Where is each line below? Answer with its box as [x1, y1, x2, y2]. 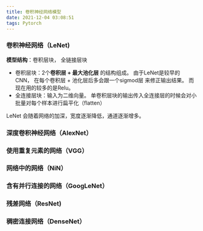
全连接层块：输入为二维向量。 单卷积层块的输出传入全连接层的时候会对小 [14, 91, 197, 99]
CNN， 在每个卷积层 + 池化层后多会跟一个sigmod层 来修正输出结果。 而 [14, 76, 195, 83]
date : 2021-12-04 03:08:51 [6, 15, 74, 21]
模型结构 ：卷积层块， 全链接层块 [6, 56, 88, 63]
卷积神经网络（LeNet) [6, 41, 70, 50]
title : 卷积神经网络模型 [6, 8, 62, 15]
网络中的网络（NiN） [6, 164, 68, 172]
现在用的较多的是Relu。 [14, 84, 74, 91]
